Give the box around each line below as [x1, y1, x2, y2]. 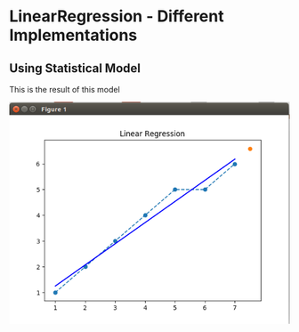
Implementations [9, 25, 138, 45]
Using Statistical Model [9, 61, 141, 76]
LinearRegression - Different [9, 6, 224, 27]
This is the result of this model [9, 85, 120, 94]
